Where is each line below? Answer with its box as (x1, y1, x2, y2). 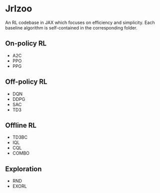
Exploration (5, 165, 42, 173)
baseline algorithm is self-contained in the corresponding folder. (5, 24, 137, 30)
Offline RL (5, 121, 36, 130)
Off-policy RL (5, 78, 47, 86)
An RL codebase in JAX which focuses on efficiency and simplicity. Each (5, 19, 155, 25)
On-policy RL (5, 39, 46, 48)
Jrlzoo (5, 3, 32, 14)
